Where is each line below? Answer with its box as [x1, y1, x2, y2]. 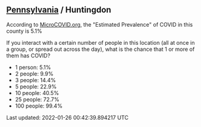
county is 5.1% [6, 27, 42, 34]
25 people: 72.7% [15, 96, 59, 103]
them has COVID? [6, 51, 50, 59]
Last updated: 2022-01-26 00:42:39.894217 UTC [6, 114, 129, 121]
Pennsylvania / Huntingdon [6, 5, 111, 15]
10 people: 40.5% [15, 89, 59, 96]
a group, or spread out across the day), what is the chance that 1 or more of [6, 45, 195, 53]
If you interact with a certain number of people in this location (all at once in [6, 39, 195, 46]
